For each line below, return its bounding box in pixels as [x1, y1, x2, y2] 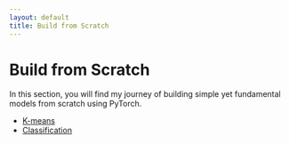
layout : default [9, 12, 69, 22]
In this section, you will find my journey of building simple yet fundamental [9, 89, 282, 100]
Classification [21, 125, 73, 136]
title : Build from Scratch [9, 21, 109, 30]
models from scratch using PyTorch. [9, 99, 142, 109]
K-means [21, 116, 56, 126]
